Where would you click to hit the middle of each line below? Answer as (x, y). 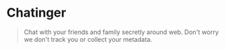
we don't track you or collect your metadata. (88, 39)
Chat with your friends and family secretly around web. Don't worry (121, 32)
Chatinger (36, 13)
